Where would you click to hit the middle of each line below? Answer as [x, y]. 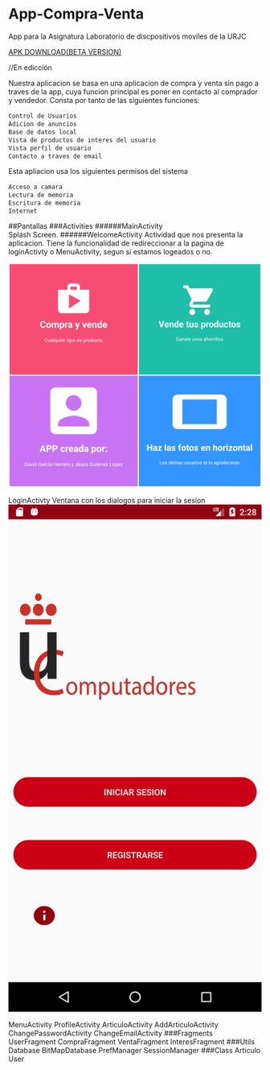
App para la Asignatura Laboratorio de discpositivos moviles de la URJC [127, 36]
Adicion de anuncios [43, 124]
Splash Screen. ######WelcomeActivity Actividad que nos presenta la [126, 234]
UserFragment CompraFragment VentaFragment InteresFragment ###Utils [132, 1041]
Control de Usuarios [43, 116]
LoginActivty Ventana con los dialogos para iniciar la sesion [107, 500]
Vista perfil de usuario [50, 148]
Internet [23, 211]
